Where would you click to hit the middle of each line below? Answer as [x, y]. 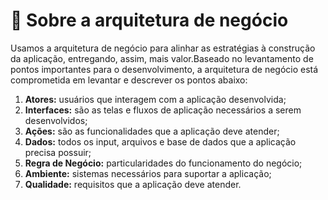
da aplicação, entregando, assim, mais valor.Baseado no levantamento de [162, 58]
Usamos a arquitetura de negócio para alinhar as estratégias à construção [163, 48]
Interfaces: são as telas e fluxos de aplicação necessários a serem [163, 110]
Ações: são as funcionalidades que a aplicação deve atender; [152, 131]
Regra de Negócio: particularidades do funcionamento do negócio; [163, 163]
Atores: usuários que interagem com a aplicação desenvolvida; [155, 99]
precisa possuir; [58, 152]
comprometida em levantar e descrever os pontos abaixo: [129, 80]
